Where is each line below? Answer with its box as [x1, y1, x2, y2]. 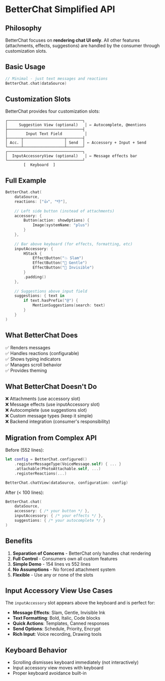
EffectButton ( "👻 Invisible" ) [32, 265, 94, 270]
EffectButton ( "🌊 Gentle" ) [32, 260, 87, 266]
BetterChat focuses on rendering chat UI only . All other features [5, 37, 140, 43]
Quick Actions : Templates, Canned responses [12, 620, 110, 627]
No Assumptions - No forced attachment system [12, 566, 116, 572]
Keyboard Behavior [5, 646, 68, 655]
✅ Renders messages [5, 344, 51, 350]
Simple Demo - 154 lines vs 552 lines [12, 561, 91, 567]
